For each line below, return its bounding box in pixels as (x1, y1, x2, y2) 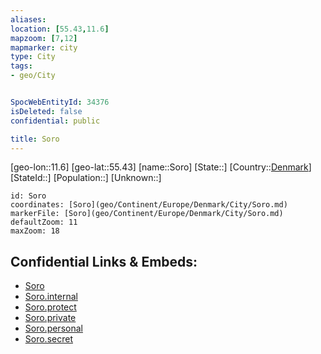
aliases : (10, 14, 47, 25)
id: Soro (10, 191, 47, 201)
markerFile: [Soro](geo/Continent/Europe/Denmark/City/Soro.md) (10, 209, 284, 219)
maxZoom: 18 (10, 226, 60, 236)
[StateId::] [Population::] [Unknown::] (10, 172, 162, 184)
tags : (10, 61, 33, 71)
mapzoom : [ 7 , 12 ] (10, 33, 78, 43)
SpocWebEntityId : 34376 (10, 97, 110, 107)
